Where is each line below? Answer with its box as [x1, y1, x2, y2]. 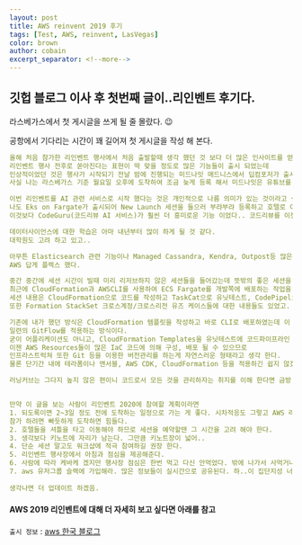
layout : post [9, 13, 58, 22]
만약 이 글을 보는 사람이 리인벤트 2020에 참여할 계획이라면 [9, 400, 200, 409]
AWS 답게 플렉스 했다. [9, 260, 81, 270]
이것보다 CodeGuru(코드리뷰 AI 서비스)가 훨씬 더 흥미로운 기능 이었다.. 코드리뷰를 [9, 211, 280, 220]
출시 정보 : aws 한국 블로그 [9, 525, 101, 536]
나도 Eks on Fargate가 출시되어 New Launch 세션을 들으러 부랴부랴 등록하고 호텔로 [9, 203, 286, 212]
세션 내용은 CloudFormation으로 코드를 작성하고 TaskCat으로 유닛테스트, [9, 293, 252, 302]
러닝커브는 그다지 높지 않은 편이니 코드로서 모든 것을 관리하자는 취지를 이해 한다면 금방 [9, 376, 292, 385]
